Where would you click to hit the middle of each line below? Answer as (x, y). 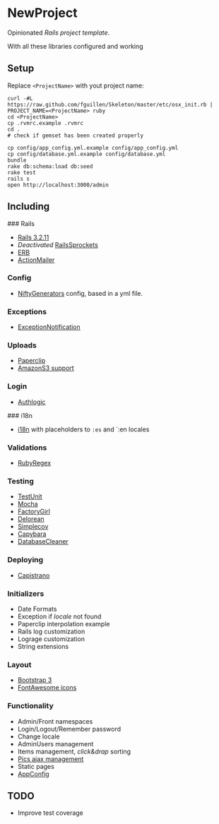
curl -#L (20, 98)
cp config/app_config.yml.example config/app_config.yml (93, 148)
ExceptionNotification (49, 327)
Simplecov (33, 527)
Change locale (39, 736)
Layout (19, 664)
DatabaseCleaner (43, 542)
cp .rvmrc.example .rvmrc (45, 123)
